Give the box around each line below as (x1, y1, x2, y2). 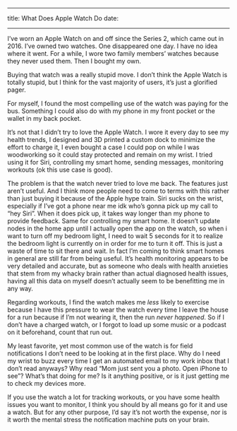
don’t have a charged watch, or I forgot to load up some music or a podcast (7, 321, 227, 329)
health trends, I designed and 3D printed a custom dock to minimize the (7, 136, 216, 143)
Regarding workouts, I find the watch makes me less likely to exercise (7, 298, 209, 306)
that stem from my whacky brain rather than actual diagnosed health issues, (7, 269, 229, 278)
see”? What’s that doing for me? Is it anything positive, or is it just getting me (7, 372, 230, 380)
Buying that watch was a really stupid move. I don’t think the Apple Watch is (7, 71, 228, 78)
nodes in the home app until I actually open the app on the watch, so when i (7, 224, 228, 232)
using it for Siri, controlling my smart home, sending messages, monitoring (7, 158, 224, 166)
